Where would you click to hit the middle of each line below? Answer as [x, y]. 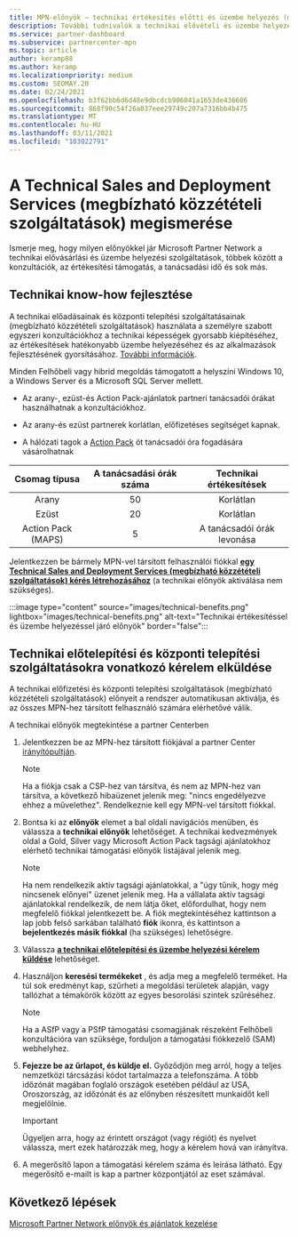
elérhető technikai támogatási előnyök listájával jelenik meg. [132, 851]
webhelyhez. [45, 1048]
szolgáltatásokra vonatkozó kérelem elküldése [141, 667]
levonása [237, 539]
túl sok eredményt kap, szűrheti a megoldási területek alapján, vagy [145, 986]
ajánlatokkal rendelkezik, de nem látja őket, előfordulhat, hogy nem [144, 904]
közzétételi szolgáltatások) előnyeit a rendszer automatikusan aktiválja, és [144, 698]
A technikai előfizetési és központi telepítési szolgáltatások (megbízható [141, 689]
